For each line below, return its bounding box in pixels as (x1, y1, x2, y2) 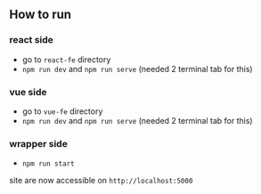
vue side (9, 85, 47, 98)
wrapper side (9, 137, 69, 150)
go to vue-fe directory (21, 106, 103, 117)
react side (9, 34, 53, 46)
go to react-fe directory (21, 53, 111, 65)
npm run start (21, 159, 75, 168)
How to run (9, 7, 72, 22)
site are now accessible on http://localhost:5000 (9, 175, 193, 186)
